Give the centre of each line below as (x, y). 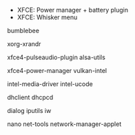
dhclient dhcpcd (30, 97)
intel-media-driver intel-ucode (50, 84)
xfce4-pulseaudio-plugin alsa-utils (56, 57)
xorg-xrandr (24, 44)
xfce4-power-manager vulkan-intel (57, 71)
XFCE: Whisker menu (47, 17)
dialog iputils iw (29, 111)
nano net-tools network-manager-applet (64, 124)
